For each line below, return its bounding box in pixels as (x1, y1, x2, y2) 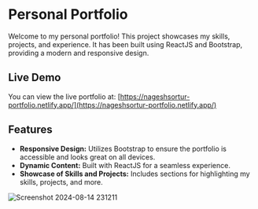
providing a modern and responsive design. (8, 48, 149, 57)
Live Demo (8, 71, 61, 84)
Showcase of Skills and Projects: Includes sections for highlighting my (19, 169, 250, 178)
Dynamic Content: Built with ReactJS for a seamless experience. (19, 160, 230, 170)
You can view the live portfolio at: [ (8, 92, 120, 101)
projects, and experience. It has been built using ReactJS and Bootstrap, (8, 39, 243, 49)
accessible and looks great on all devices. (19, 152, 156, 162)
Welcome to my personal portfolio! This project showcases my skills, (8, 31, 230, 41)
